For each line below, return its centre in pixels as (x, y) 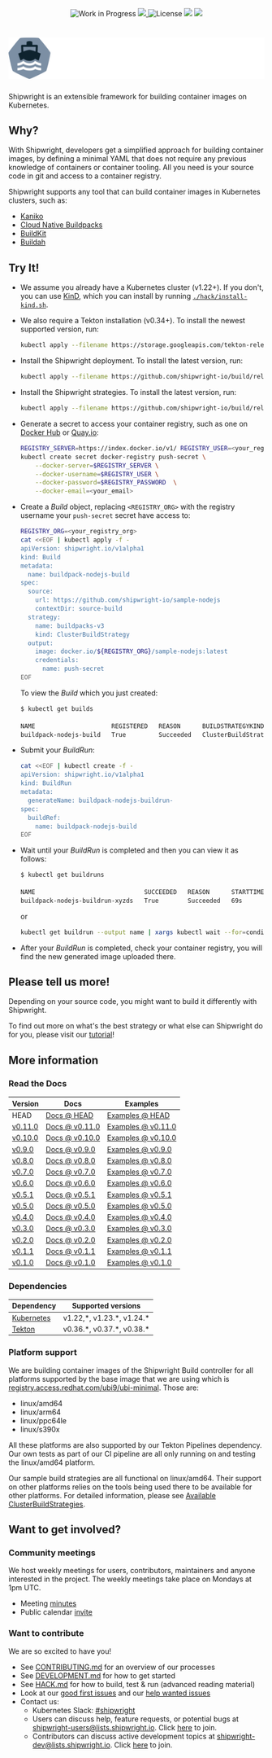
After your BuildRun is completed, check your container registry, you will (141, 948)
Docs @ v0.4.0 (71, 1217)
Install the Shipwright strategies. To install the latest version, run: (128, 392)
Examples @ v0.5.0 (139, 1206)
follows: (33, 859)
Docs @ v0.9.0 (71, 1149)
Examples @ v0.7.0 (139, 1172)
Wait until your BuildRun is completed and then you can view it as (129, 850)
